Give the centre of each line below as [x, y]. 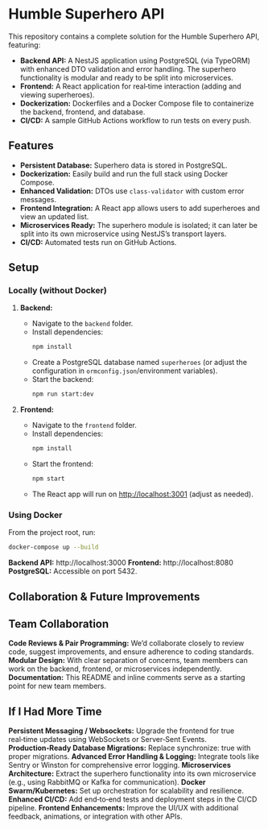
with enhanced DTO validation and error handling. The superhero [128, 68]
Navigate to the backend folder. [82, 324]
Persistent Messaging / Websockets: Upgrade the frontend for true [122, 731]
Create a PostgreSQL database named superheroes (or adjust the [140, 363]
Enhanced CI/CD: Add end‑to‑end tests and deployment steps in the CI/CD [133, 799]
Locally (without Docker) [58, 291]
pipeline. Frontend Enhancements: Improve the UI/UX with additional [124, 808]
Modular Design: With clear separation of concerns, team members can [128, 661]
